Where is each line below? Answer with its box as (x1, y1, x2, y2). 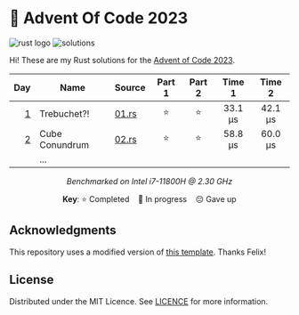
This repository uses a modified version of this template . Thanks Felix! (9, 246, 267, 257)
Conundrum (39, 138, 90, 150)
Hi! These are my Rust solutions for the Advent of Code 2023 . (9, 54, 236, 65)
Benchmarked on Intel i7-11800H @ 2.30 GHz (66, 175, 233, 186)
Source (114, 81, 146, 93)
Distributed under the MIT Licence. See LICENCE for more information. (9, 295, 269, 306)
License (9, 272, 54, 287)
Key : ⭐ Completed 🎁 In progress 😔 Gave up (61, 193, 238, 204)
